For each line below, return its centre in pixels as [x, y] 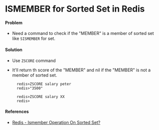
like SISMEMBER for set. [34, 39]
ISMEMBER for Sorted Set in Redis [75, 9]
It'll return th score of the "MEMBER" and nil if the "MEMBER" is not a [81, 70]
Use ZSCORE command [34, 60]
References [17, 112]
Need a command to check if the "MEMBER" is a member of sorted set [83, 33]
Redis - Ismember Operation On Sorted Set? [56, 122]
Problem [14, 22]
